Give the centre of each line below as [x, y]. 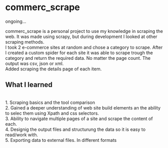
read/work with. [22, 135]
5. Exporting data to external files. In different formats [61, 140]
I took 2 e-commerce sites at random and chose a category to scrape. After [84, 47]
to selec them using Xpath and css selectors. [52, 113]
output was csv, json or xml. [35, 63]
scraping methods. [25, 42]
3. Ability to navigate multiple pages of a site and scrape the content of [79, 119]
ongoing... [16, 21]
